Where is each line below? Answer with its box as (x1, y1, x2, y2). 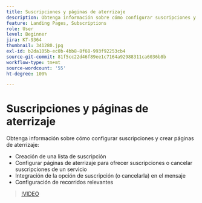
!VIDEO (21, 190, 39, 198)
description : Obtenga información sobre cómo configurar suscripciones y (6, 14, 197, 21)
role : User (6, 25, 34, 32)
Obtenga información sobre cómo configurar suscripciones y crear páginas (6, 135, 195, 142)
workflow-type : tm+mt (6, 59, 61, 65)
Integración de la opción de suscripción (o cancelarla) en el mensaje (15, 172, 186, 179)
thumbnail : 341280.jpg (6, 43, 64, 49)
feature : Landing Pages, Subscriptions (6, 20, 107, 26)
